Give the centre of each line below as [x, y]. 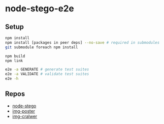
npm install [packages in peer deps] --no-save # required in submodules [82, 42]
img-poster [24, 111]
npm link [14, 61]
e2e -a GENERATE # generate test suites [47, 69]
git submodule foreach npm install [42, 47]
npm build [15, 56]
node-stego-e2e [40, 9]
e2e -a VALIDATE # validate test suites [47, 74]
